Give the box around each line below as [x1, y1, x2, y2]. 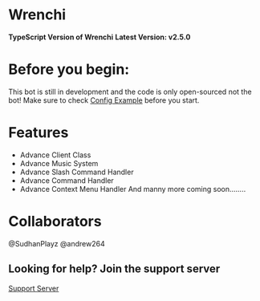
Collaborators [8, 213, 102, 230]
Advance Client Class [19, 150, 91, 160]
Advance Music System [19, 158, 99, 168]
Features [8, 124, 69, 142]
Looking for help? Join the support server [8, 262, 221, 276]
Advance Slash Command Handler [19, 167, 134, 177]
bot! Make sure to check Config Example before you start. [8, 95, 200, 105]
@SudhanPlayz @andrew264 [8, 238, 106, 248]
